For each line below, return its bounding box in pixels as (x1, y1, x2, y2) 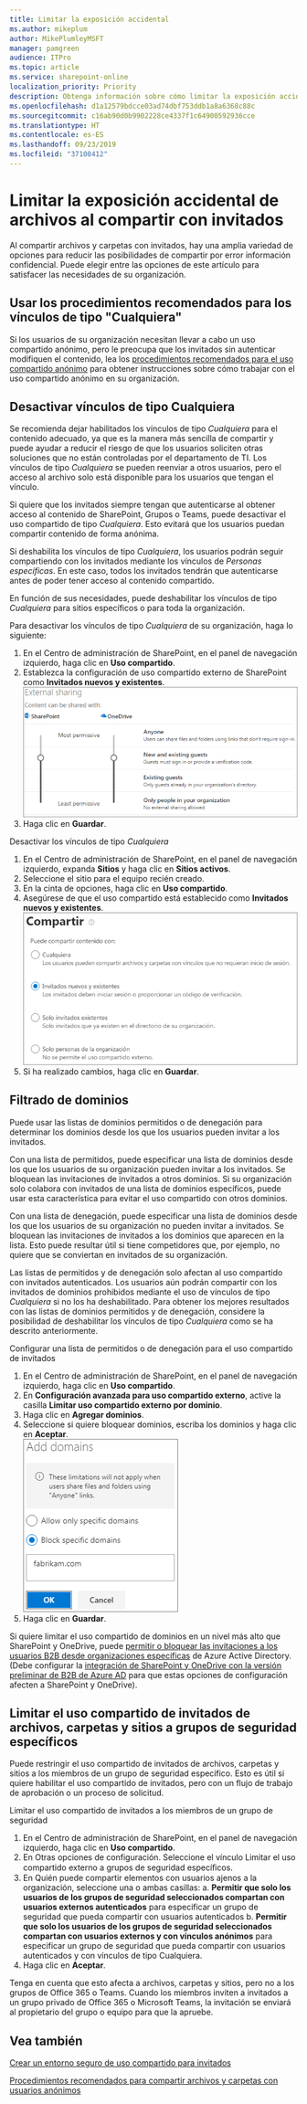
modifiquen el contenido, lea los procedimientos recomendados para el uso (9, 353, 294, 365)
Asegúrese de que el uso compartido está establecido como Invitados (22, 892, 289, 904)
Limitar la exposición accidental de (9, 190, 280, 211)
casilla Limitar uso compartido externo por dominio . (22, 1399, 223, 1411)
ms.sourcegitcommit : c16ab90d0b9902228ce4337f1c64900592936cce (9, 111, 256, 121)
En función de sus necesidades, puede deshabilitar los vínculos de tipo (9, 593, 277, 604)
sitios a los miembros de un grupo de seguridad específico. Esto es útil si (9, 1768, 285, 1779)
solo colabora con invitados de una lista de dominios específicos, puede (9, 1183, 281, 1194)
